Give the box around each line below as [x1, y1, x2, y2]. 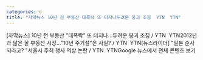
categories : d [6, 8, 43, 15]
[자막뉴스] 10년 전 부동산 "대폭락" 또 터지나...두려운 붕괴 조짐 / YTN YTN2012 [6, 31, 193, 39]
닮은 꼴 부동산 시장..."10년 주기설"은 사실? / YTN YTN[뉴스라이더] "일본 [12, 39, 184, 46]
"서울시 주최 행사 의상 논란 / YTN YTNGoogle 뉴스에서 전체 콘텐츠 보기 [25, 46, 196, 54]
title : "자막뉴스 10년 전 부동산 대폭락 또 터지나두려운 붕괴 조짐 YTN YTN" [6, 14, 181, 20]
